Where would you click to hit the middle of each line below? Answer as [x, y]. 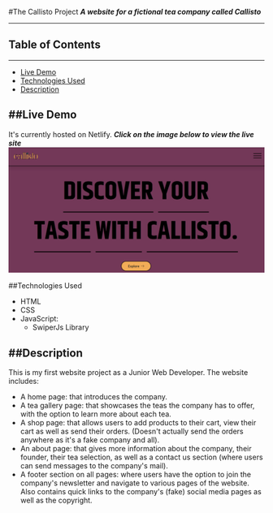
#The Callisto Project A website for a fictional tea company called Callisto [135, 12]
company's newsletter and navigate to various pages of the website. [134, 483]
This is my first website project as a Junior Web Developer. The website [128, 372]
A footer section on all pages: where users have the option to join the [136, 474]
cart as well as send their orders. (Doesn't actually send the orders [132, 431]
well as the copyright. [56, 500]
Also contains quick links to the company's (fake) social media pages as [141, 491]
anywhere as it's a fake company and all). [90, 440]
